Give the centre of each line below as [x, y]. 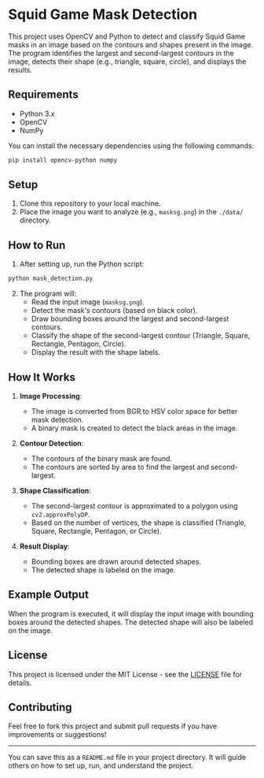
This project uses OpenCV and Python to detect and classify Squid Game [127, 36]
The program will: [48, 294]
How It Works [42, 377]
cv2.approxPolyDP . [60, 514]
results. [20, 69]
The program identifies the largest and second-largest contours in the [121, 53]
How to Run [37, 245]
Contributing [40, 707]
